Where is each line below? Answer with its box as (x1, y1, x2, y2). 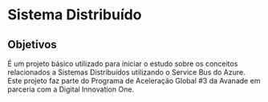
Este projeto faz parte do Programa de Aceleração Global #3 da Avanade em (7, 76, 261, 85)
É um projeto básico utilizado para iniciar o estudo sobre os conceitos (7, 59, 238, 68)
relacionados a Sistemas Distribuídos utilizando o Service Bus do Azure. (7, 67, 246, 77)
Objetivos (7, 38, 57, 51)
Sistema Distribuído (7, 6, 142, 24)
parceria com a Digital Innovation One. (7, 84, 134, 94)
